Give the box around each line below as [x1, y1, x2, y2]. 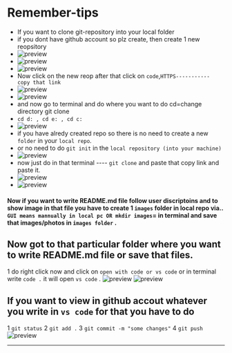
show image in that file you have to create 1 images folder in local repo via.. [7, 204, 224, 212]
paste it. [17, 166, 41, 174]
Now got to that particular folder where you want [7, 238, 221, 250]
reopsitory [17, 42, 47, 50]
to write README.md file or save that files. [7, 249, 193, 260]
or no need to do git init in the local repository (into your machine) [17, 144, 222, 152]
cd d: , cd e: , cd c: [17, 115, 83, 122]
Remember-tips [7, 5, 99, 21]
